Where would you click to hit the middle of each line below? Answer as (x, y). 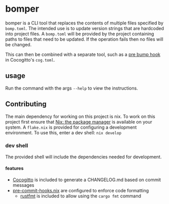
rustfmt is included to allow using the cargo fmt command (80, 196)
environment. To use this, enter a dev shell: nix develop (63, 132)
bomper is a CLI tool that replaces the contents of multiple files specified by (84, 23)
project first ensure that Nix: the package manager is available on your (79, 122)
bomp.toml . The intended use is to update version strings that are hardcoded (84, 28)
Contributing (26, 104)
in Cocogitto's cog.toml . (30, 60)
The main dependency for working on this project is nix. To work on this (80, 116)
